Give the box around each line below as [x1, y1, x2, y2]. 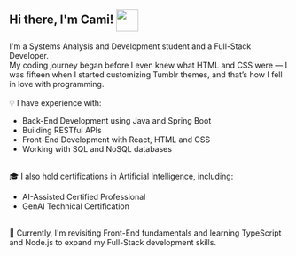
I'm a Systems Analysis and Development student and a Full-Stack [9, 41, 252, 52]
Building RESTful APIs [21, 124, 102, 135]
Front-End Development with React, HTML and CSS [21, 134, 211, 145]
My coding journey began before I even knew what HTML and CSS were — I [9, 60, 288, 70]
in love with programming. [9, 78, 105, 89]
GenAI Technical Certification [21, 201, 130, 212]
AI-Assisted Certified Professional [21, 191, 146, 202]
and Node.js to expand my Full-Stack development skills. [9, 236, 217, 247]
